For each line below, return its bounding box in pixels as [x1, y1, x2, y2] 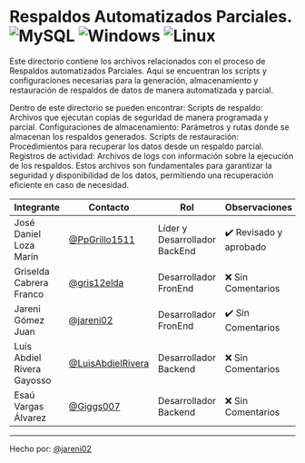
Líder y [157, 222, 188, 234]
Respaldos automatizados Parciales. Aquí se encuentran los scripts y [9, 65, 268, 76]
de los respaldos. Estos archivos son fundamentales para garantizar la [9, 160, 272, 171]
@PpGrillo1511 [68, 233, 135, 246]
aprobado [224, 241, 267, 253]
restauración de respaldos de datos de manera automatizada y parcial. [9, 84, 274, 95]
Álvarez [14, 411, 47, 424]
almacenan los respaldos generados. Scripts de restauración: [9, 131, 239, 142]
